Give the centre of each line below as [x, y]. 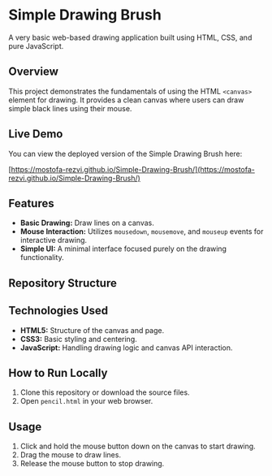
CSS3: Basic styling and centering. [79, 339]
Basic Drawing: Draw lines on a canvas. [87, 223]
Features [31, 203]
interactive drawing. [54, 240]
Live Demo [36, 134]
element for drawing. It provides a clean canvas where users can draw [126, 100]
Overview [34, 72]
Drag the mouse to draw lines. [71, 455]
